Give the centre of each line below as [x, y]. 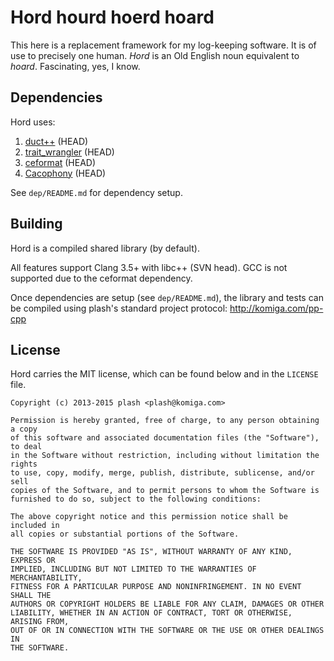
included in [35, 526]
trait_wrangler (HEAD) [69, 152]
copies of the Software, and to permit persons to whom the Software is [165, 491]
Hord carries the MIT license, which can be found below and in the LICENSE [164, 374]
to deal [26, 447]
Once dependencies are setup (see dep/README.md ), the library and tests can [167, 297]
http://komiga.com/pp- [276, 308]
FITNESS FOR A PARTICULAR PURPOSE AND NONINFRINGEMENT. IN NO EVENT [156, 587]
